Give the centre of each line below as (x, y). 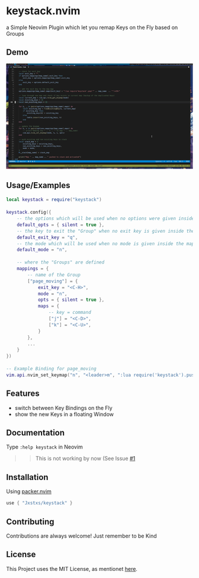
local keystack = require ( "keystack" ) (54, 200)
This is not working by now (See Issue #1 (85, 459)
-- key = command (70, 313)
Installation (27, 477)
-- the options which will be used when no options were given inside (106, 219)
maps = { (49, 306)
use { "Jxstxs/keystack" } (39, 503)
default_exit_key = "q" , (47, 237)
